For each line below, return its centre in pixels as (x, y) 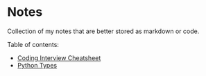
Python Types (37, 65)
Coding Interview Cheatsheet (59, 58)
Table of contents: (33, 44)
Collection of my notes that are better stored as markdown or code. (103, 31)
